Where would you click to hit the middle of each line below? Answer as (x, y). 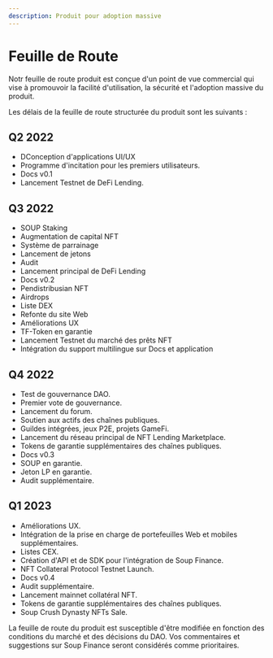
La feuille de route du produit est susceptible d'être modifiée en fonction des (136, 628)
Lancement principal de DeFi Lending (83, 271)
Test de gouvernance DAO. (65, 394)
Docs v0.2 (37, 280)
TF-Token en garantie (56, 332)
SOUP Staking (44, 228)
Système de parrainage (59, 246)
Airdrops (35, 297)
